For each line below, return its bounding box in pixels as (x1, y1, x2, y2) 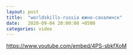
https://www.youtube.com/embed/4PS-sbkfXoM (6, 42, 127, 50)
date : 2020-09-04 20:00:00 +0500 (6, 20, 96, 26)
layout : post (6, 8, 39, 15)
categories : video (6, 25, 52, 32)
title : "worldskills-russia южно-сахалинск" (6, 15, 122, 21)
